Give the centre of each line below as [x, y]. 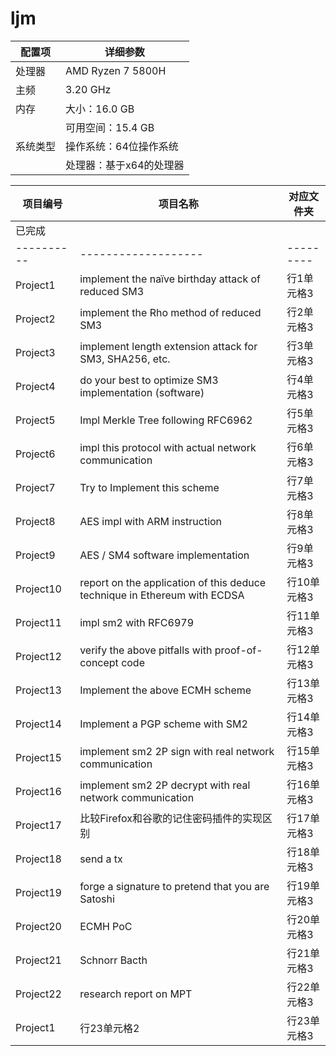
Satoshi [97, 899]
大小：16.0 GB [100, 109]
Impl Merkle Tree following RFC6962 [166, 420]
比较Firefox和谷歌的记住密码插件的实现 [171, 818]
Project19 [38, 892]
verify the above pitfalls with [146, 650]
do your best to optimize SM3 [149, 380]
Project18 [38, 859]
